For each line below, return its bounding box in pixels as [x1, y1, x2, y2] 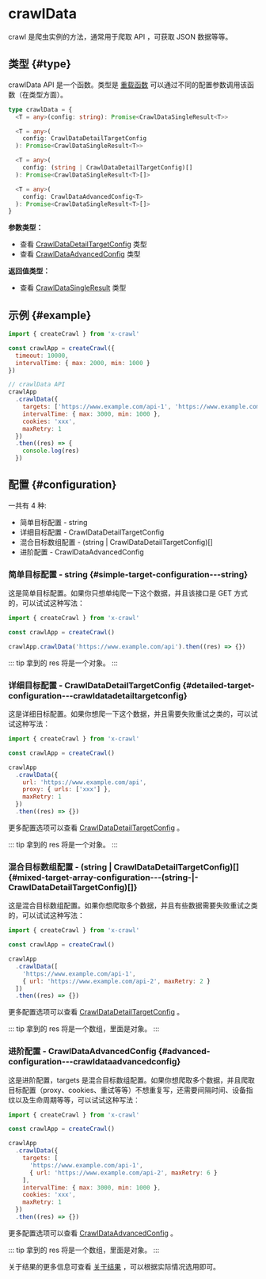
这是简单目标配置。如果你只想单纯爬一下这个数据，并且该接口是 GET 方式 [8, 588, 248, 598]
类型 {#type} [8, 57, 71, 71]
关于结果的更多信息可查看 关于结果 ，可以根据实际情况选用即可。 [8, 1262, 220, 1271]
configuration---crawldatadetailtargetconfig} [8, 690, 188, 701]
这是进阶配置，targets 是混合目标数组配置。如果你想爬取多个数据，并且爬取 [8, 1075, 256, 1085]
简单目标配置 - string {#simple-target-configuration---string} [8, 569, 248, 580]
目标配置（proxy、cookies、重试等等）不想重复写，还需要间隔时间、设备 [8, 1085, 247, 1094]
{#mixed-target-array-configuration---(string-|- [8, 872, 199, 883]
